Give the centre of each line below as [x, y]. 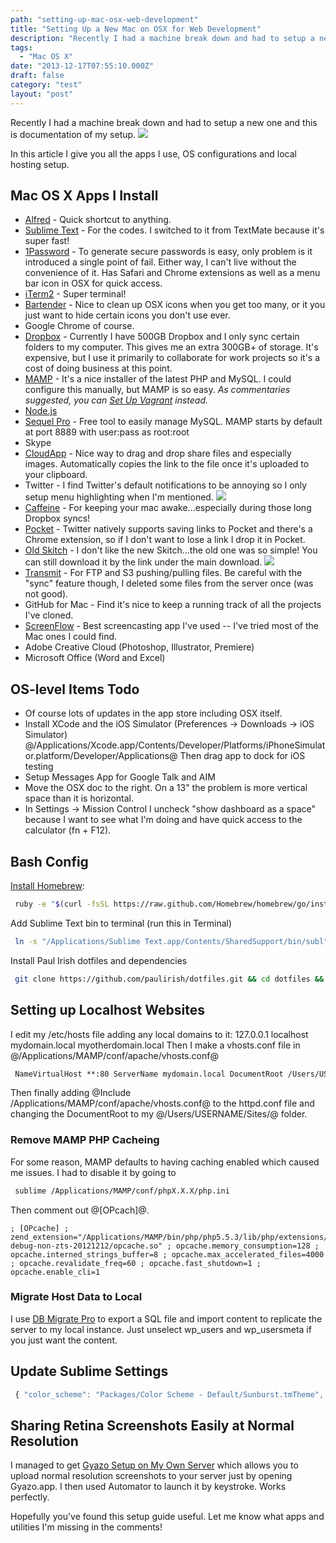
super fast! [47, 241]
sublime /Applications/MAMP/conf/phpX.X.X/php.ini [122, 1191]
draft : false [37, 76]
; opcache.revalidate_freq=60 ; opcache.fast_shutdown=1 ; [136, 1263]
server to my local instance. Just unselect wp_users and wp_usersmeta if [161, 1329]
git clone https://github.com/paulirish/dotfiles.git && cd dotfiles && [169, 979]
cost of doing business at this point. [98, 368]
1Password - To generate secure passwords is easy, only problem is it [168, 252]
